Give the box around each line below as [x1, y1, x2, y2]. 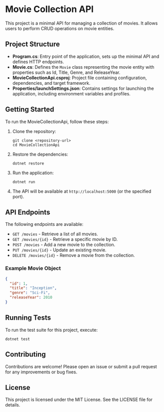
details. [5, 402, 20, 408]
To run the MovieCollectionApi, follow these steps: [5, 118, 109, 124]
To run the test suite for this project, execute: [5, 327, 98, 333]
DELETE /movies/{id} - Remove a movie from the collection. [12, 252, 135, 258]
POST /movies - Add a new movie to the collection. [12, 242, 115, 248]
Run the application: [12, 170, 54, 176]
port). [12, 193, 24, 199]
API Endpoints [5, 208, 50, 216]
